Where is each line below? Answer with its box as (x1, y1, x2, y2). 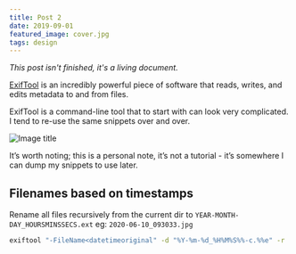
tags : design (9, 37, 58, 47)
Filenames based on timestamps (9, 185, 193, 201)
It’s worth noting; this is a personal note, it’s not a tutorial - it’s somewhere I (9, 151, 284, 161)
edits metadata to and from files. (9, 89, 129, 100)
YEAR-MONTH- (194, 211, 240, 220)
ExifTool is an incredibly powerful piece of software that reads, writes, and (9, 79, 283, 90)
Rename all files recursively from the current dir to (9, 209, 193, 220)
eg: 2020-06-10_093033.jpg (95, 219, 193, 230)
